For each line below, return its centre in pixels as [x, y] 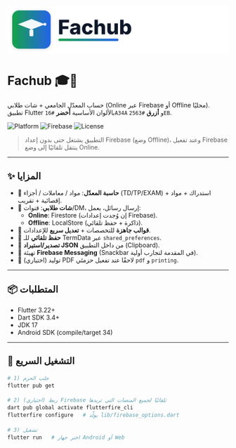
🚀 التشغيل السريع [41, 361]
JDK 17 [27, 324]
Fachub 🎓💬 [42, 81]
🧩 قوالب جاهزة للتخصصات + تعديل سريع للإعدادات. [84, 230]
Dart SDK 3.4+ [38, 317]
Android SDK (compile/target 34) [65, 332]
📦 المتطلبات [33, 290]
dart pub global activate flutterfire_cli [70, 408]
